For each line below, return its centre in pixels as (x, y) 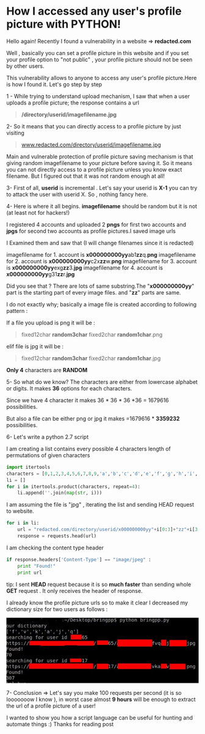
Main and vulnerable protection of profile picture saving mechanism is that (100, 156)
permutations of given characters (48, 455)
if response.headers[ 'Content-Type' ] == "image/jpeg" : (79, 560)
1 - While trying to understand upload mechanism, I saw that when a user (98, 96)
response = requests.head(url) (57, 536)
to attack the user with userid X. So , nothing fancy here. (77, 194)
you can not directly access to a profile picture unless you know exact (94, 169)
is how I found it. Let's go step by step (54, 84)
